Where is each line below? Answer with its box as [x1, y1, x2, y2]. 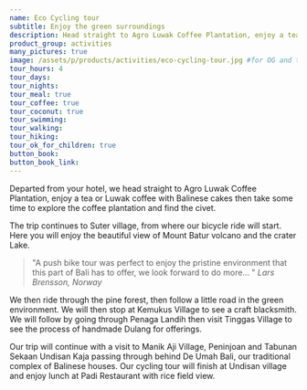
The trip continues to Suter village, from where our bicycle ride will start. [9, 220, 281, 231]
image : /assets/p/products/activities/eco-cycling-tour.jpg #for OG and [9, 56, 292, 65]
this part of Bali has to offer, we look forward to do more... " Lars [31, 267, 275, 278]
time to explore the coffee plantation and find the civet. [9, 202, 217, 213]
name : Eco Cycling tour [9, 13, 101, 23]
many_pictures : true [9, 47, 89, 57]
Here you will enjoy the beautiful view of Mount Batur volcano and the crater [9, 229, 297, 240]
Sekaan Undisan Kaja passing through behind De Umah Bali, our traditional [9, 351, 291, 362]
